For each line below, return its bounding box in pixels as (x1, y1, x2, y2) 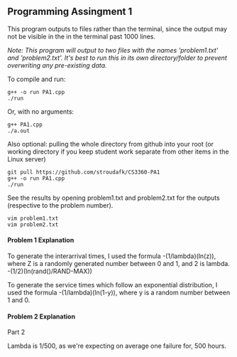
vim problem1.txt (7, 215, 59, 222)
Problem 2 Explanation (7, 312, 76, 321)
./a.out (7, 127, 31, 134)
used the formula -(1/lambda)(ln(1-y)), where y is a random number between (7, 288, 231, 297)
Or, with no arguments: (7, 107, 75, 116)
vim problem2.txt (7, 220, 59, 228)
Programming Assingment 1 (7, 6, 133, 18)
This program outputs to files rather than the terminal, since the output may (7, 24, 228, 33)
